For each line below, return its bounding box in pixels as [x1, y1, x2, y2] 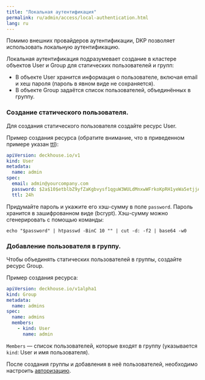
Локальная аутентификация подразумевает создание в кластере [6, 56, 177, 63]
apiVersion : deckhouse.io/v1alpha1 [6, 285, 97, 292]
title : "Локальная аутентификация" [6, 9, 97, 15]
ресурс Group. [6, 262, 44, 269]
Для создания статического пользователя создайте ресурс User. [6, 122, 177, 129]
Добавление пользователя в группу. [6, 242, 121, 250]
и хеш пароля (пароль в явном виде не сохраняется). [15, 80, 156, 87]
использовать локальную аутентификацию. [6, 43, 120, 51]
